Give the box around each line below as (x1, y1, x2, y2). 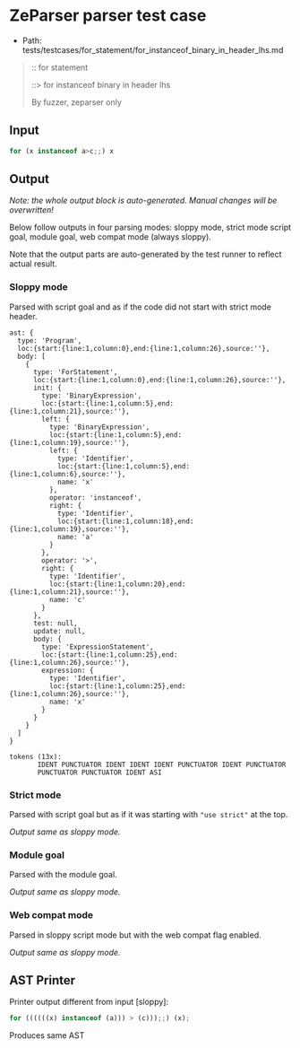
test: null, (32, 618, 78, 628)
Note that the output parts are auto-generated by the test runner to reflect (9, 249, 282, 260)
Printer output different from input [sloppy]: (9, 997, 168, 1008)
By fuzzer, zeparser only (30, 96, 123, 108)
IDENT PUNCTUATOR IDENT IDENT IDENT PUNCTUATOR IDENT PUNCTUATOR (37, 760, 287, 769)
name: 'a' (56, 532, 94, 541)
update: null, (32, 626, 87, 635)
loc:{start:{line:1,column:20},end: (48, 580, 186, 589)
